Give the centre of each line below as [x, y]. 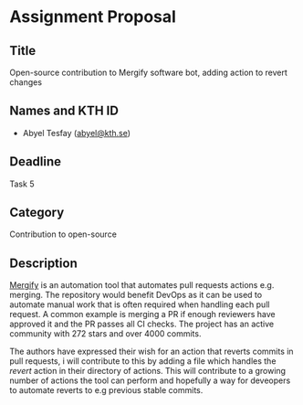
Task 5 [22, 184]
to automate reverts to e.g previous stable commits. [106, 390]
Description [43, 263]
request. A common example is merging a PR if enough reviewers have [142, 314]
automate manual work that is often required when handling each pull [140, 304]
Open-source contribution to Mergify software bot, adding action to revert [148, 72]
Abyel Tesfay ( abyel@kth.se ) [76, 133]
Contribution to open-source [63, 234]
